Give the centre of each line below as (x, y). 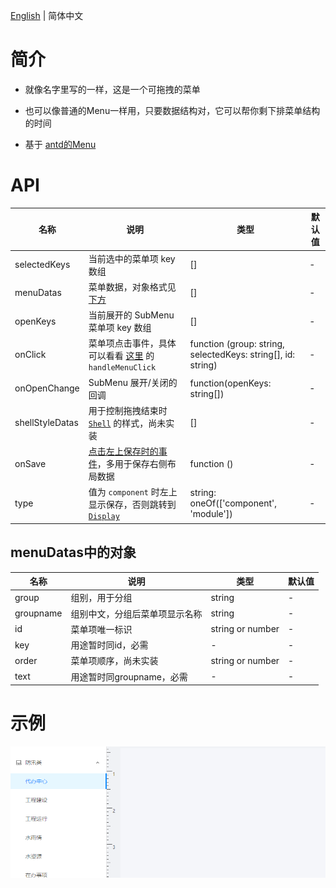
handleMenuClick (122, 368)
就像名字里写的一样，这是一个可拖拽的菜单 (112, 89)
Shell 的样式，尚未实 (131, 423)
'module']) (211, 514)
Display (104, 517)
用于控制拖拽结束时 (128, 410)
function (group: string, (237, 344)
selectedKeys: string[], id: (242, 355)
